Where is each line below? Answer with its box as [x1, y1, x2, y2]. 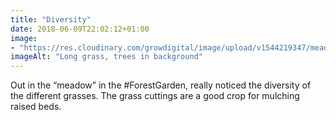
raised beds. [10, 101, 62, 113]
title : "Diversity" [10, 14, 92, 25]
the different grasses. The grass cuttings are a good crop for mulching [10, 90, 300, 102]
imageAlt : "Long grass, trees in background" [10, 52, 203, 62]
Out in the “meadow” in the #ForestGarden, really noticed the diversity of [10, 79, 312, 91]
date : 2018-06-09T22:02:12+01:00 [10, 24, 150, 34]
